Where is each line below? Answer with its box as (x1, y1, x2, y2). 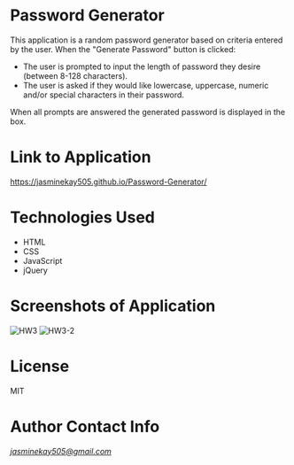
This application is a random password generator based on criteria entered (10, 35, 283, 45)
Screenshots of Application (10, 296, 216, 315)
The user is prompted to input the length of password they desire (22, 61, 261, 72)
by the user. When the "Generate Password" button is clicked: (10, 43, 236, 54)
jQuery (22, 265, 48, 275)
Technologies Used (10, 207, 156, 228)
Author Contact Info (10, 416, 160, 437)
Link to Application (10, 147, 151, 167)
